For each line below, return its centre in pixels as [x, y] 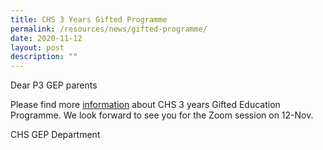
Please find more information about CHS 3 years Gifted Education [145, 105]
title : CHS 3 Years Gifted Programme [89, 19]
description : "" [44, 57]
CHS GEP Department [55, 135]
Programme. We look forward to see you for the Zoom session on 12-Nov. [162, 115]
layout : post [37, 47]
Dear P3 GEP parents [54, 85]
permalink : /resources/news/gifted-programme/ [109, 29]
